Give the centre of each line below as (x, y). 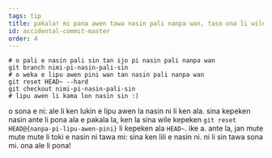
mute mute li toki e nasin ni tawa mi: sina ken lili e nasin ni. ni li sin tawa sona (136, 137)
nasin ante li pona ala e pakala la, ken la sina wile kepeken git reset (122, 120)
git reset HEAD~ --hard (49, 82)
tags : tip (25, 16)
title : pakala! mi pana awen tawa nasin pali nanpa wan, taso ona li (128, 23)
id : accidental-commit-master (59, 31)
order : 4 (23, 38)
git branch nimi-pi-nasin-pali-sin (68, 68)
